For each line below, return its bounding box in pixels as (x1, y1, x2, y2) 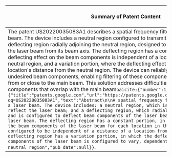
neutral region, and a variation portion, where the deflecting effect (8, 60, 166, 67)
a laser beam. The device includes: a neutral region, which (8, 103, 160, 108)
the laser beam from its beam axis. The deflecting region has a (8, 47, 158, 54)
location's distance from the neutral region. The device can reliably (8, 67, 169, 73)
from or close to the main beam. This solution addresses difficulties (8, 80, 170, 86)
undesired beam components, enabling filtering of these (8, 73, 143, 80)
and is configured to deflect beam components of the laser (8, 113, 158, 119)
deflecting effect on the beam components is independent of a (8, 54, 159, 61)
